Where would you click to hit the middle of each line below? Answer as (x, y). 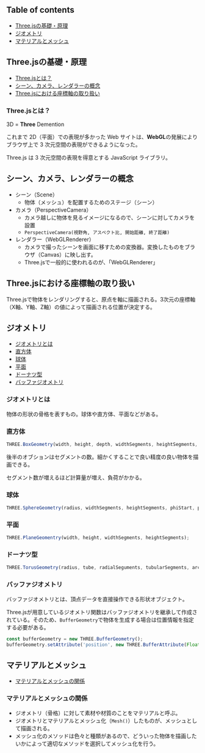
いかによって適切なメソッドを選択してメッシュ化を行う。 (87, 743)
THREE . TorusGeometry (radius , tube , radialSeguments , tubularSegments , (98, 568)
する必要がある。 (28, 627)
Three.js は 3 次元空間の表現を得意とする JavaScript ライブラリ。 (89, 157)
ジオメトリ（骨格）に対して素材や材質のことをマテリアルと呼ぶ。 (98, 713)
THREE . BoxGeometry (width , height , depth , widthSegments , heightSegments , (102, 444)
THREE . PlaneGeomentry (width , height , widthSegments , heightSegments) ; (98, 538)
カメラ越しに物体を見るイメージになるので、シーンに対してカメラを (110, 217)
